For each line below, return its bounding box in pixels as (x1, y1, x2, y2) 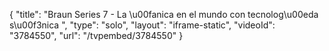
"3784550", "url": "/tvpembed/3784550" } (9, 30, 184, 41)
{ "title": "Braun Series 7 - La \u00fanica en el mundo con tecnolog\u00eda (9, 9, 319, 20)
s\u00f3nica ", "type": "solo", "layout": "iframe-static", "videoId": (9, 19, 276, 31)
